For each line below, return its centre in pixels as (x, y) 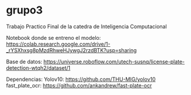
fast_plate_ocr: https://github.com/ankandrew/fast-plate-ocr (79, 85)
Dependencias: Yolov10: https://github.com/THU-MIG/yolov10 (81, 79)
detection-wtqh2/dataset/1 (38, 67)
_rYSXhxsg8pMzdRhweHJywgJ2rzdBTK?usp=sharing (71, 50)
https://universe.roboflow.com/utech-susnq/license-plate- (114, 62)
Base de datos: (24, 62)
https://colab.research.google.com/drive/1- (58, 44)
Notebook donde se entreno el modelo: (53, 38)
